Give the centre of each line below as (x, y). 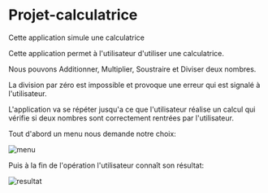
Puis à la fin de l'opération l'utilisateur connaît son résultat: (106, 165)
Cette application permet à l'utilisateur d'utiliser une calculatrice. (117, 53)
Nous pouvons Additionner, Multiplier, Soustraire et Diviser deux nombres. (132, 69)
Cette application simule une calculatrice (76, 37)
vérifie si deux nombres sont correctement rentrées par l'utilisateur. (121, 118)
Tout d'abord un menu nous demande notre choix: (92, 134)
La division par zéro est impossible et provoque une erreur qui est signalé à (134, 85)
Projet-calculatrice (73, 15)
